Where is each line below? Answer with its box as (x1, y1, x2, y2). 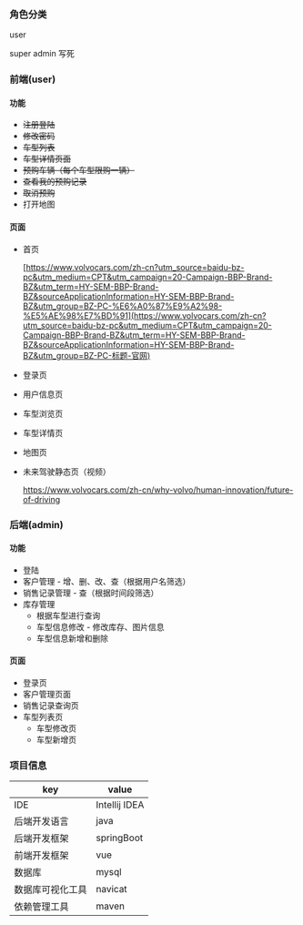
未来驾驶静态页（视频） (22, 466, 111, 477)
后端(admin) (9, 518, 64, 531)
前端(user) (9, 73, 56, 86)
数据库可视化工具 (14, 883, 88, 896)
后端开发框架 (14, 832, 70, 845)
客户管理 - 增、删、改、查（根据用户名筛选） (22, 575, 191, 586)
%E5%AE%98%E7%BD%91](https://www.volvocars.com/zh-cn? (22, 310, 267, 320)
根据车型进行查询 (35, 610, 101, 621)
